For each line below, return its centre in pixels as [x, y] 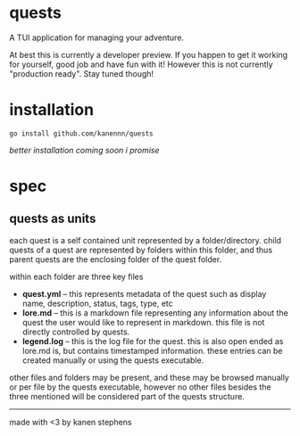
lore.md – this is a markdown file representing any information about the [155, 313]
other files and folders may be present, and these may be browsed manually [150, 377]
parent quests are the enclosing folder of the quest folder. [116, 259]
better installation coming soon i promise [84, 150]
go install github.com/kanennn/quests [81, 133]
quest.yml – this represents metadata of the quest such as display [144, 293]
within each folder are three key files [76, 276]
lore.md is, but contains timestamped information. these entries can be [152, 350]
